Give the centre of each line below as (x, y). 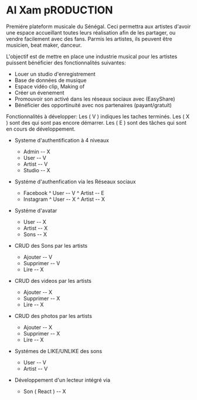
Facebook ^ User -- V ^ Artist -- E (64, 193)
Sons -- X (35, 234)
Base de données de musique (50, 80)
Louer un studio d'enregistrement (55, 74)
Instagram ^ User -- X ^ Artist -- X (64, 199)
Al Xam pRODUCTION (60, 10)
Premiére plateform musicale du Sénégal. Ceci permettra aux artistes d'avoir (98, 26)
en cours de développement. (41, 129)
